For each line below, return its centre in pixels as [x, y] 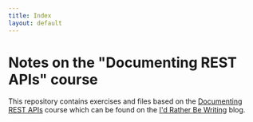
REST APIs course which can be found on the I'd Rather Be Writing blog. [127, 110]
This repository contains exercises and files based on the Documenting [125, 101]
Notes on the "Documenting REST [123, 63]
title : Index [30, 16]
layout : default [35, 23]
